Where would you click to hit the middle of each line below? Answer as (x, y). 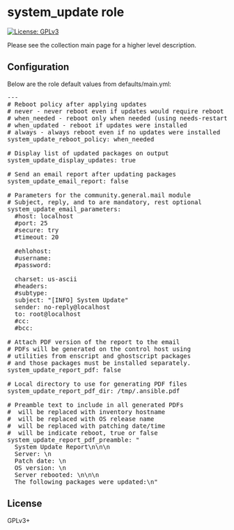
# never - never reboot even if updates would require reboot (116, 111)
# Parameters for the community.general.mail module (99, 195)
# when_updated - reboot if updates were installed (97, 125)
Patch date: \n (40, 461)
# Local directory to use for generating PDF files (97, 384)
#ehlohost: (33, 251)
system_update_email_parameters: (64, 209)
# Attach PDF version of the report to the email (94, 342)
